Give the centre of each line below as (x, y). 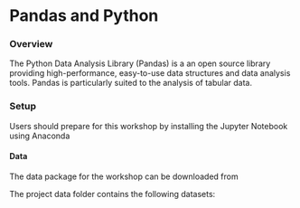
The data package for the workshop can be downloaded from (124, 176)
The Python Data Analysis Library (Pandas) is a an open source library (140, 63)
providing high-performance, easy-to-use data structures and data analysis (150, 73)
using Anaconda (40, 136)
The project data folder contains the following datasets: (112, 194)
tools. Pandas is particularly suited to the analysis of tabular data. (131, 83)
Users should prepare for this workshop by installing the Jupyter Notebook (149, 126)
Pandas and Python (84, 16)
